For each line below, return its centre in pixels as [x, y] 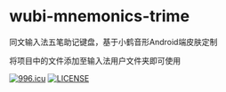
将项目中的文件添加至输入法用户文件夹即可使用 [95, 60]
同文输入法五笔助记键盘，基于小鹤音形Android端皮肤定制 [113, 42]
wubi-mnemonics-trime [99, 16]
